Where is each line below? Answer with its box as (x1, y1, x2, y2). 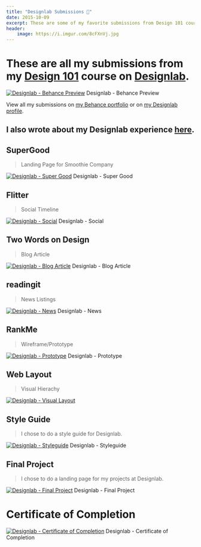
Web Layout (6, 369, 52, 379)
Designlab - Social (59, 217, 104, 225)
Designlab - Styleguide (69, 442, 127, 449)
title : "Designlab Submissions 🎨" (6, 8, 93, 15)
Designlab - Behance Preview (86, 89, 160, 96)
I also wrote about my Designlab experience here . (6, 125, 195, 135)
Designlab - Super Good (73, 173, 133, 180)
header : (6, 25, 26, 32)
